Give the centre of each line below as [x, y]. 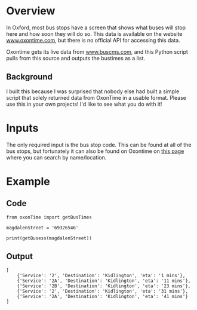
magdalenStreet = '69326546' [42, 228]
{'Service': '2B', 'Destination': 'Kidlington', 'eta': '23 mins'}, [104, 286]
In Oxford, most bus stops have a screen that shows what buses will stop [96, 27]
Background [29, 77]
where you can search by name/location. [56, 157]
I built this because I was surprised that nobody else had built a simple [93, 91]
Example [28, 181]
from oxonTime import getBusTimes [49, 217]
